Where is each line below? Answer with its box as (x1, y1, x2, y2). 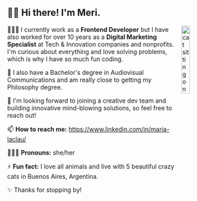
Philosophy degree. (7, 82, 63, 91)
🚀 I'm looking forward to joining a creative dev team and (7, 96, 167, 105)
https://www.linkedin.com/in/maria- (68, 125, 170, 133)
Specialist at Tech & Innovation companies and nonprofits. (7, 40, 174, 49)
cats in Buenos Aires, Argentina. (7, 172, 99, 180)
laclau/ (7, 134, 26, 143)
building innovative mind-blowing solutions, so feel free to (7, 103, 173, 112)
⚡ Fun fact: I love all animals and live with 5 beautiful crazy (7, 162, 175, 171)
